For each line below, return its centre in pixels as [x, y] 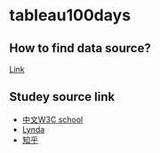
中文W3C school [52, 119]
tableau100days [70, 15]
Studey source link [62, 97]
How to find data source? [80, 48]
